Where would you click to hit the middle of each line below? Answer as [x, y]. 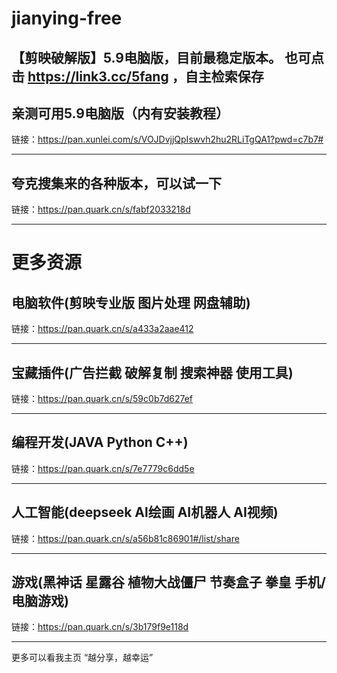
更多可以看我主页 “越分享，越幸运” [82, 658]
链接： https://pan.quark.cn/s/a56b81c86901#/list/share [125, 538]
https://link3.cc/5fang [98, 76]
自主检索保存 [224, 76]
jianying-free [67, 18]
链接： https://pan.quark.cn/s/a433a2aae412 [102, 329]
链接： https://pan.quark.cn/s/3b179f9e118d [100, 627]
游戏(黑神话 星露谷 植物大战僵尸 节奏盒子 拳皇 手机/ [168, 582]
